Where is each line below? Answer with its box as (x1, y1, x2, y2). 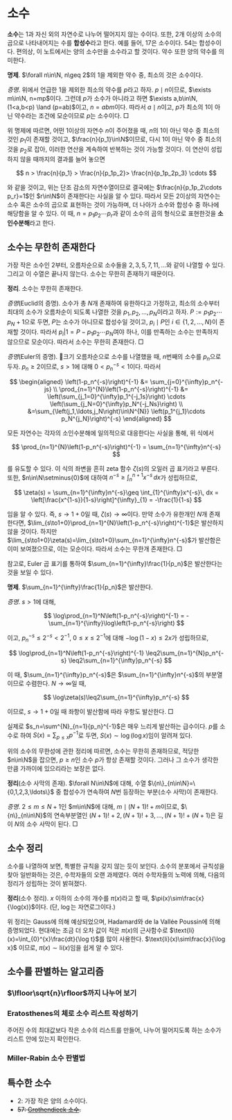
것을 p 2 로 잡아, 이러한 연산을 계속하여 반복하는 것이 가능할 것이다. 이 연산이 (7, 144, 210, 155)
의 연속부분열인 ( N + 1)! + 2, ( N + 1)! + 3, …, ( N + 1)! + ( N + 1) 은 (46, 811, 216, 819)
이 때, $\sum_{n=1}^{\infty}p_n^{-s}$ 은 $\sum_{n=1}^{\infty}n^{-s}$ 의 (7, 670, 204, 678)
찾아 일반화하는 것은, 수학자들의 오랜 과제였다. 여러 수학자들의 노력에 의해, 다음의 (7, 870, 225, 878)
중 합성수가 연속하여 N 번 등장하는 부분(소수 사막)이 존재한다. (55, 788, 218, 796)
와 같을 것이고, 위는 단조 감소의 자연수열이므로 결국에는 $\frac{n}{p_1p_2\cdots (7, 183, 222, 191)
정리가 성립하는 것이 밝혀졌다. (7, 879, 87, 887)
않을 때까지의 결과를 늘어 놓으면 (19, 155, 105, 163)
